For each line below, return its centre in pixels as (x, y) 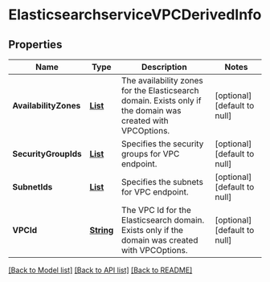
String (102, 230)
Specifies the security (163, 144)
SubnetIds (33, 187)
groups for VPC (151, 154)
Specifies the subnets (162, 182)
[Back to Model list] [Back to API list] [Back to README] (100, 270)
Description (164, 67)
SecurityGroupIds (47, 154)
